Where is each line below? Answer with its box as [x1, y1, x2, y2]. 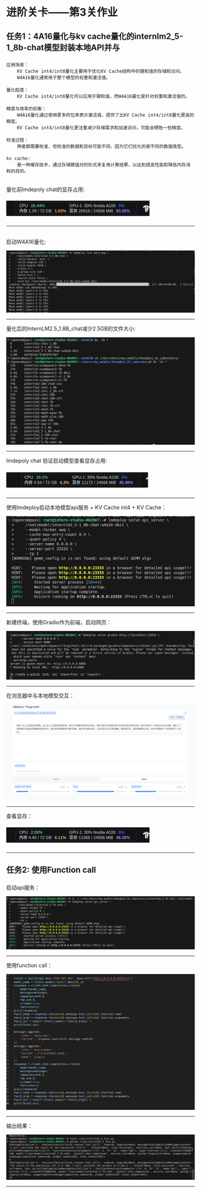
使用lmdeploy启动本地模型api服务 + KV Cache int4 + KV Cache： [6, 504, 167, 511]
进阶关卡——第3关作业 [6, 5, 118, 19]
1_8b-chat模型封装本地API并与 [6, 43, 120, 53]
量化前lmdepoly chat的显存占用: [6, 186, 85, 193]
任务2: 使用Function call [6, 864, 96, 875]
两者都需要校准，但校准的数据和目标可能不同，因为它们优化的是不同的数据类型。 [17, 143, 187, 150]
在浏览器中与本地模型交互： [6, 692, 75, 699]
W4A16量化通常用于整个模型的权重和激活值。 [17, 74, 111, 81]
